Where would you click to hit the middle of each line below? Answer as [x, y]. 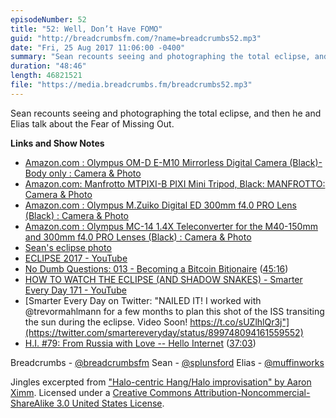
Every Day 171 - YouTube [75, 290]
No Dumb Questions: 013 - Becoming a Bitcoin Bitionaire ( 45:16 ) [156, 268]
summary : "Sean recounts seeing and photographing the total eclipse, [160, 57]
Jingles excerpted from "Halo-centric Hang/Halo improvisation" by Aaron [161, 382]
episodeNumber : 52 [48, 19]
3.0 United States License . [110, 403]
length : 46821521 [46, 76]
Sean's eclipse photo [68, 247]
